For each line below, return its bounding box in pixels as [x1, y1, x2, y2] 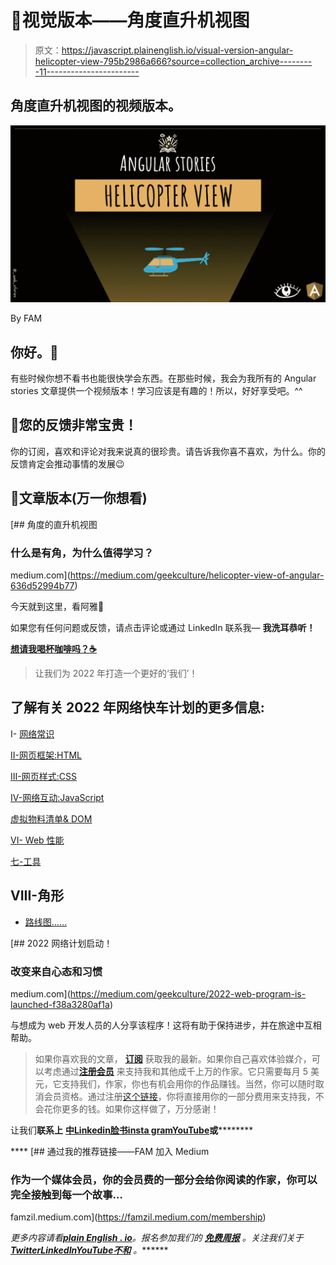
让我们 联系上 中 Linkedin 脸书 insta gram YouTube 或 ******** [10, 1124, 254, 1136]
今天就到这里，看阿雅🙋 [10, 600, 105, 612]
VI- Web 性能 [10, 834, 65, 846]
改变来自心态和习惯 [10, 964, 103, 978]
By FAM [10, 312, 43, 325]
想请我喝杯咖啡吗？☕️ [10, 642, 97, 655]
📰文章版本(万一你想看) [10, 490, 148, 507]
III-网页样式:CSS [10, 770, 77, 782]
